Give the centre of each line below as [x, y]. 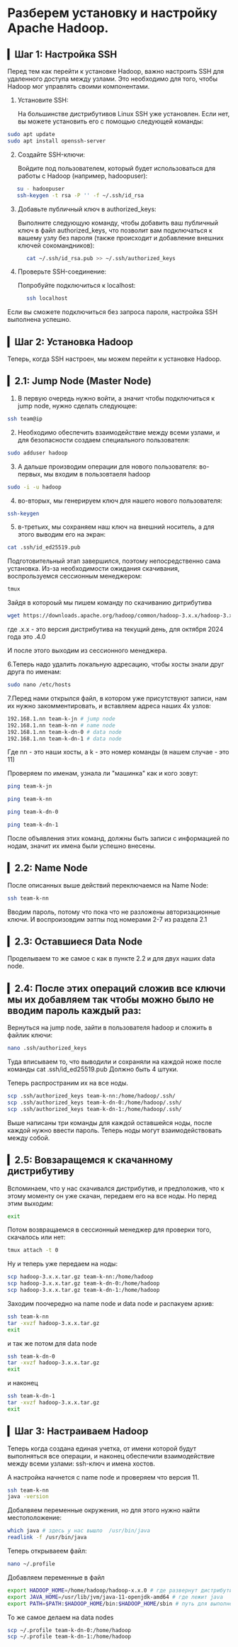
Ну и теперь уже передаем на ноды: [63, 1264]
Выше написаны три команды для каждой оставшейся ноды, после [110, 1122]
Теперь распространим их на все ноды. [68, 1083]
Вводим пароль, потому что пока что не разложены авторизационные [114, 912]
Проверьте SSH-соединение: [62, 272]
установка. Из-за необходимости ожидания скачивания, [93, 569]
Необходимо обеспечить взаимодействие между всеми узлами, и [119, 432]
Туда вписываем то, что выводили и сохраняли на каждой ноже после [114, 1062]
